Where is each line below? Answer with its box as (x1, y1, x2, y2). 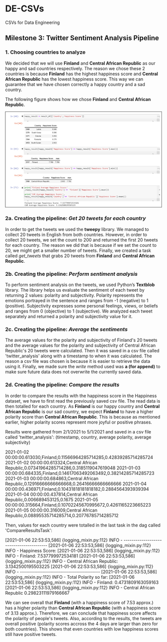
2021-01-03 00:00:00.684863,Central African (5, 475, 98, 481)
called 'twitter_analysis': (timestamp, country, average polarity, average (5, 434, 152, 440)
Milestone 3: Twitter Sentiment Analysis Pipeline (5, 34, 159, 42)
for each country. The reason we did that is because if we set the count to (5, 242, 157, 248)
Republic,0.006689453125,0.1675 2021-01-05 (5, 496, 98, 503)
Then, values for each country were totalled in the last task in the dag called (5, 522, 161, 528)
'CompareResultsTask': (5, 527, 53, 533)
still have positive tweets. (5, 631, 57, 637)
